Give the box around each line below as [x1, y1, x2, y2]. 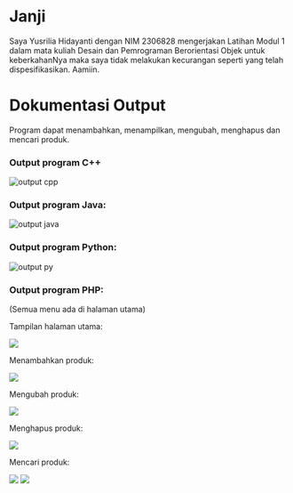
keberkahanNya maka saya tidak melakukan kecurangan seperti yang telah [9, 54, 284, 65]
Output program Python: [9, 241, 117, 254]
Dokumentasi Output [9, 95, 166, 116]
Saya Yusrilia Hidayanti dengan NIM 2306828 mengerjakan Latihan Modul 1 [9, 36, 286, 46]
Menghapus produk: [9, 423, 83, 433]
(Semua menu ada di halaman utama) [9, 304, 146, 315]
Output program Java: [9, 198, 107, 211]
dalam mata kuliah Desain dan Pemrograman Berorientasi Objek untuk [9, 44, 265, 55]
